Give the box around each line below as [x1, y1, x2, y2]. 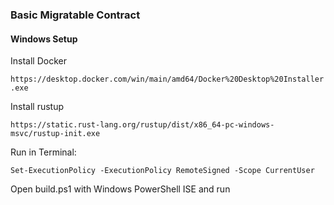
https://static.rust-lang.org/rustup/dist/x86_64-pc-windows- [10, 120, 275, 130]
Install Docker [10, 55, 67, 67]
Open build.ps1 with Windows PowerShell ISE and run [10, 183, 231, 195]
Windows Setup [10, 33, 78, 45]
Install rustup [10, 101, 65, 113]
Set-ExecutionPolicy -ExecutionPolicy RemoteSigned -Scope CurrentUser [10, 166, 315, 176]
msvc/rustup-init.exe [10, 129, 101, 139]
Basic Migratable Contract [10, 8, 141, 22]
